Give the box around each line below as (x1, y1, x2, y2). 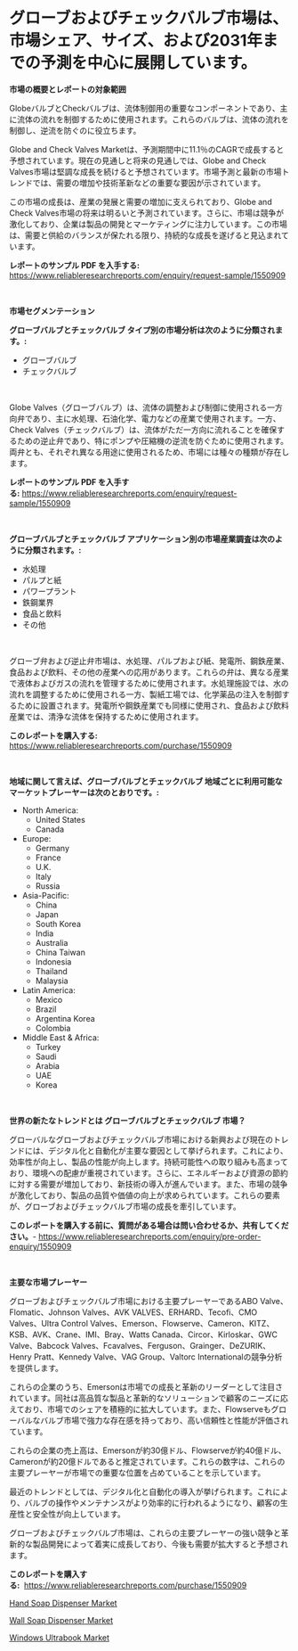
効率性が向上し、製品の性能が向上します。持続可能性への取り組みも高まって (9, 1156, 289, 1167)
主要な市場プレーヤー (9, 1277, 87, 1287)
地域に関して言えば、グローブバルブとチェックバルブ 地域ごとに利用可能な (9, 776, 283, 786)
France (35, 852, 62, 863)
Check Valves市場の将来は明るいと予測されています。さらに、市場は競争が (9, 207, 285, 218)
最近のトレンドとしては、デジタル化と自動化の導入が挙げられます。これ (9, 1486, 273, 1497)
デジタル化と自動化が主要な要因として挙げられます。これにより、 (47, 1145, 289, 1155)
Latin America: (21, 984, 76, 995)
